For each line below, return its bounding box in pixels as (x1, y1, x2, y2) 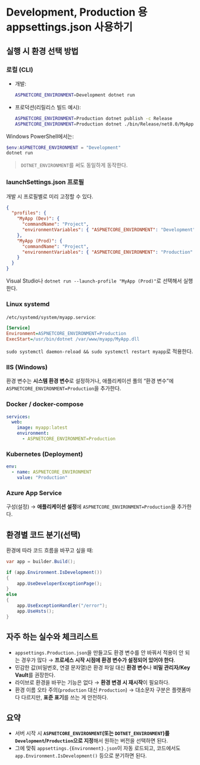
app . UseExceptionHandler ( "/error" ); (17, 603, 108, 609)
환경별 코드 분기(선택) (6, 530, 81, 540)
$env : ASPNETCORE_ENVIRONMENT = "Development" (6, 145, 121, 150)
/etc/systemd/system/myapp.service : (6, 314, 96, 321)
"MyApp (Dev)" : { (17, 216, 60, 222)
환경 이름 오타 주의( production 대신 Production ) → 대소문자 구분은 (14, 686, 171, 693)
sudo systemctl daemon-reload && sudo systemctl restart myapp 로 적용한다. (6, 348, 193, 355)
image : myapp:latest (17, 425, 68, 431)
